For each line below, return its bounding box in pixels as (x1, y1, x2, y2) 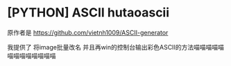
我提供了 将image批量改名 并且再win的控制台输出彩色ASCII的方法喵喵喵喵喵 (7, 43, 224, 51)
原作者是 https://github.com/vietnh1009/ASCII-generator (7, 28, 169, 36)
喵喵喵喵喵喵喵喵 (7, 52, 56, 60)
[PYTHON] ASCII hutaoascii (7, 5, 170, 21)
